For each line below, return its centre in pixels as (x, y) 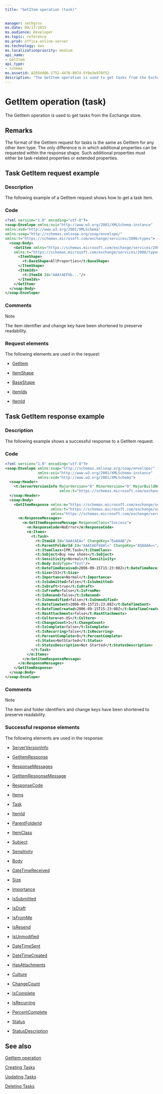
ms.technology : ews (25, 46)
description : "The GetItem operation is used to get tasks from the (76, 78)
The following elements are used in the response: (54, 738)
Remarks (19, 130)
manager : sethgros (24, 23)
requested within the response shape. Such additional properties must (75, 153)
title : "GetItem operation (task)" (41, 10)
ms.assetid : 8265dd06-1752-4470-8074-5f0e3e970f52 (57, 73)
